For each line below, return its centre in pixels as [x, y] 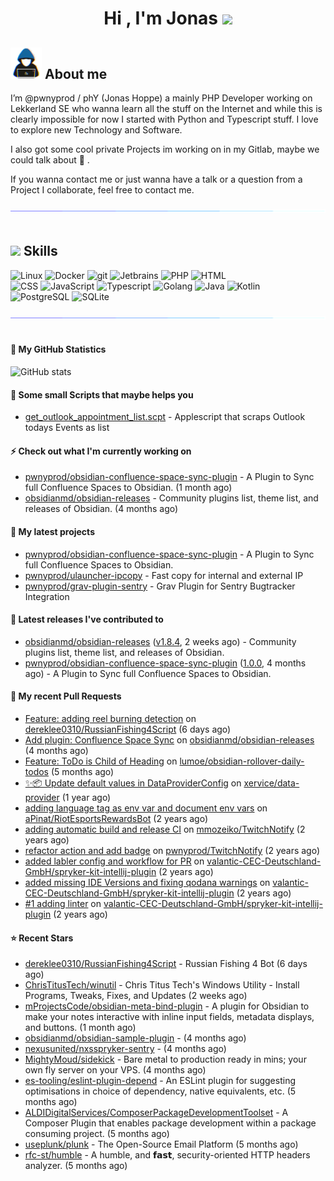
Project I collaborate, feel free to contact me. [102, 190]
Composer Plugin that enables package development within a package [170, 1123]
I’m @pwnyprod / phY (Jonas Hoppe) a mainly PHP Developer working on [161, 98]
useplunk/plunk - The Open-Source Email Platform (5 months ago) [161, 1144]
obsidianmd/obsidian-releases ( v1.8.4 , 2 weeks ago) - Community [160, 641]
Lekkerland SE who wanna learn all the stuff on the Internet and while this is [166, 108]
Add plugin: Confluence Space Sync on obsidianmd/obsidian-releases [169, 740]
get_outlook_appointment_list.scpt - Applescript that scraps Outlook [165, 417]
